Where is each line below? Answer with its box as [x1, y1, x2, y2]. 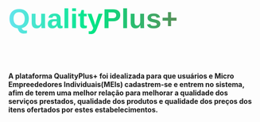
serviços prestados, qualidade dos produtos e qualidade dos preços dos [8, 96, 252, 105]
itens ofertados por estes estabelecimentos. [8, 105, 158, 114]
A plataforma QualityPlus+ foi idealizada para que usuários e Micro [8, 71, 235, 81]
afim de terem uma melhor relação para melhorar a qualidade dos [8, 88, 228, 97]
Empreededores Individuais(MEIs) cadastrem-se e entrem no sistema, [8, 79, 245, 89]
